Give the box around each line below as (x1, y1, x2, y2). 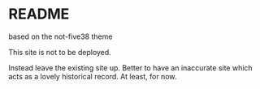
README (8, 5, 70, 23)
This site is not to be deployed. (8, 47, 111, 57)
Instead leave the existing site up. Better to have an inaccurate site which (8, 62, 253, 73)
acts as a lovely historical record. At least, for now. (8, 71, 177, 81)
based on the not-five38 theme (8, 32, 113, 41)
